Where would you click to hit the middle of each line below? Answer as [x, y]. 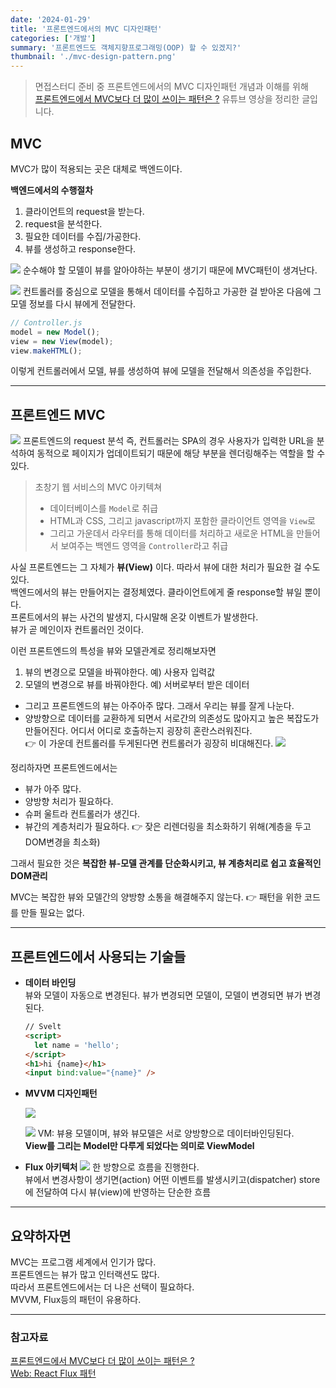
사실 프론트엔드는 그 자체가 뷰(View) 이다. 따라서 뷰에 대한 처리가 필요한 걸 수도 [165, 567]
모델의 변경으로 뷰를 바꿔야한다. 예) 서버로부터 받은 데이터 [137, 685]
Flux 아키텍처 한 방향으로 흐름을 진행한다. [112, 1167]
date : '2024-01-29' [51, 19]
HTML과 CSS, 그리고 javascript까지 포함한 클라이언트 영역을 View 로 [182, 521]
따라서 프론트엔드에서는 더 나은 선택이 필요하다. [102, 1287]
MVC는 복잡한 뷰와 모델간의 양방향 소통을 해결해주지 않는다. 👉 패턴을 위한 [156, 897]
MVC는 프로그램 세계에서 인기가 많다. [83, 1262]
